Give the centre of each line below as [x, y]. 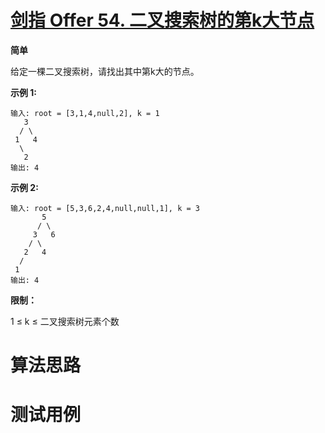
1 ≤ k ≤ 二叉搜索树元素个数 [65, 321]
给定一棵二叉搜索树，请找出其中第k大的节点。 [105, 71]
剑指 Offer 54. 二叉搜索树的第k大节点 [162, 20]
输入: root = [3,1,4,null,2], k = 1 [85, 113]
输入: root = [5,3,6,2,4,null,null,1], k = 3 [105, 208]
